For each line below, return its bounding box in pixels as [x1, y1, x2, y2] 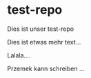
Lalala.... [7, 51, 31, 60]
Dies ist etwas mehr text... [7, 38, 81, 46]
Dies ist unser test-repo [7, 25, 74, 33]
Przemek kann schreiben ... [7, 64, 85, 73]
